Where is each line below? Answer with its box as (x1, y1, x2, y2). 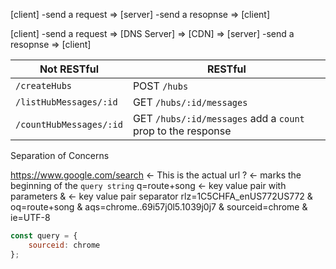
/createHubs (15, 80, 73, 91)
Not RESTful (39, 62, 99, 76)
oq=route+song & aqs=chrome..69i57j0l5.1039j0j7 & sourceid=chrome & (10, 201, 308, 213)
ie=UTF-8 (10, 212, 51, 223)
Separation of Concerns (10, 150, 110, 161)
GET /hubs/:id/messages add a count (132, 112, 305, 125)
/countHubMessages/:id (15, 119, 123, 130)
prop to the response (132, 124, 232, 138)
